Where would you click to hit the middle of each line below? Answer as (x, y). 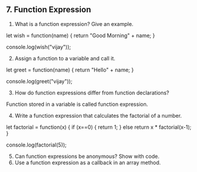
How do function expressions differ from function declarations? (92, 93)
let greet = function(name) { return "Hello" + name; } (70, 70)
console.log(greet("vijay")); (39, 81)
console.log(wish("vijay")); (38, 47)
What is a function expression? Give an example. (74, 24)
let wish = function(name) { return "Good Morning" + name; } (80, 35)
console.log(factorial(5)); (36, 145)
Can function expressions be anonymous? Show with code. (87, 156)
